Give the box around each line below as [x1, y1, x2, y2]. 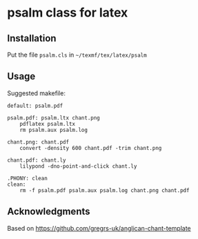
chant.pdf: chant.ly [7, 157, 67, 164]
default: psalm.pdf [7, 102, 63, 109]
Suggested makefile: [7, 88, 66, 97]
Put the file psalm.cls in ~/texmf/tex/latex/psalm [7, 50, 147, 59]
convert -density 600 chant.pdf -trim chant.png [19, 144, 162, 151]
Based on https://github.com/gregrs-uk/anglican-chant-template [7, 224, 191, 232]
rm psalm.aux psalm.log [19, 126, 88, 133]
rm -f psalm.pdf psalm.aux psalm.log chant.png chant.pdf [19, 187, 190, 194]
